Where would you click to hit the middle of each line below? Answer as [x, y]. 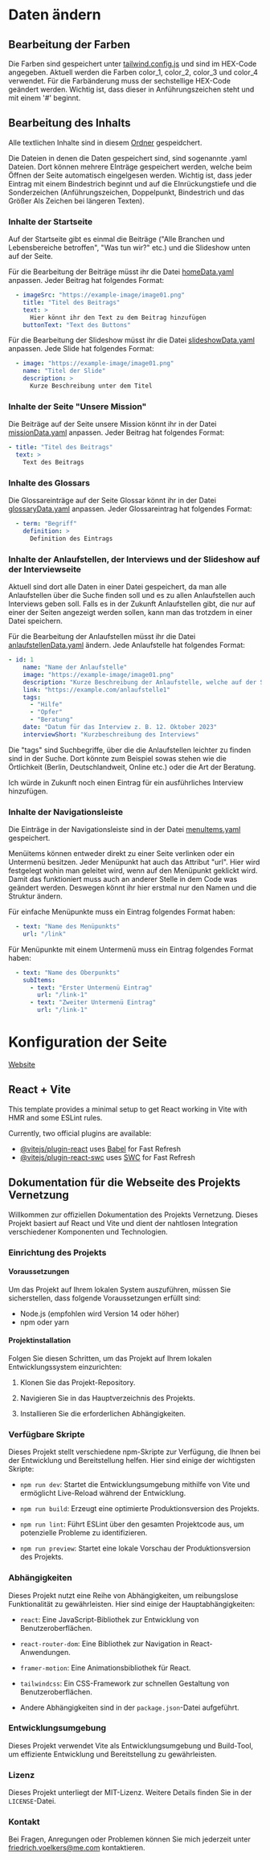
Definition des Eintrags [71, 539]
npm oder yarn [45, 1322]
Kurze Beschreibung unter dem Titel [91, 386]
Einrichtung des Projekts [57, 1252]
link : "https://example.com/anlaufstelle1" [97, 690]
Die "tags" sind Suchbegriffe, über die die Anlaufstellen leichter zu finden [130, 750]
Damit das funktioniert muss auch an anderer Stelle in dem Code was [123, 879]
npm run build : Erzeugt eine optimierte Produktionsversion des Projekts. [139, 1509]
